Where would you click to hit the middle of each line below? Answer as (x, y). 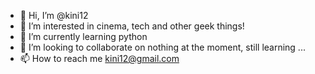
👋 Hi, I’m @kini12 (54, 15)
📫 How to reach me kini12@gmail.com (99, 58)
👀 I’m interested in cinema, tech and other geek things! (132, 26)
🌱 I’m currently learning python (83, 36)
